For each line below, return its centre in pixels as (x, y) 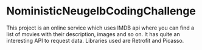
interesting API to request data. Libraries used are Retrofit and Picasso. (95, 40)
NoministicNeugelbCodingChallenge (101, 11)
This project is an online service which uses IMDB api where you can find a (100, 28)
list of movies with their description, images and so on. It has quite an (93, 34)
